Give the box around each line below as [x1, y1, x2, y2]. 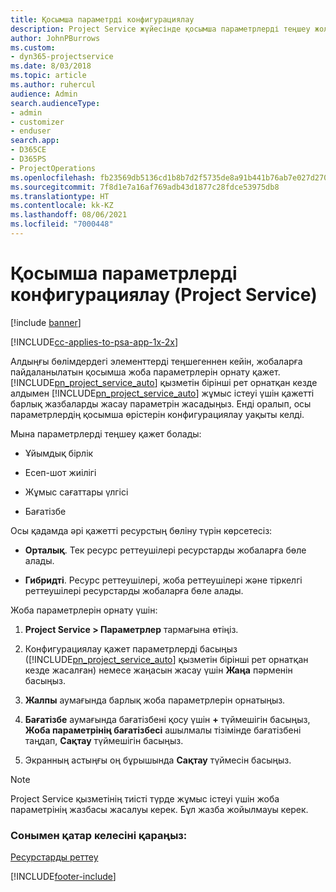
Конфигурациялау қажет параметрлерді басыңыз [24, 642, 238, 655]
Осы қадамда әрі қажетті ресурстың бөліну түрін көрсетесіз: [10, 524, 273, 536]
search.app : [10, 136, 60, 146]
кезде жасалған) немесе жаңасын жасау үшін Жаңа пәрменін [24, 664, 293, 676]
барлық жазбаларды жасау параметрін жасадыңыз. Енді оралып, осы [10, 397, 312, 410]
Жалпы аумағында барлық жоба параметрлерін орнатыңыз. [24, 694, 286, 706]
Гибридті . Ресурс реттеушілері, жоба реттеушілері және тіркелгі [24, 574, 303, 586]
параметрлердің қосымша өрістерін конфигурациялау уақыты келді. [10, 408, 305, 420]
